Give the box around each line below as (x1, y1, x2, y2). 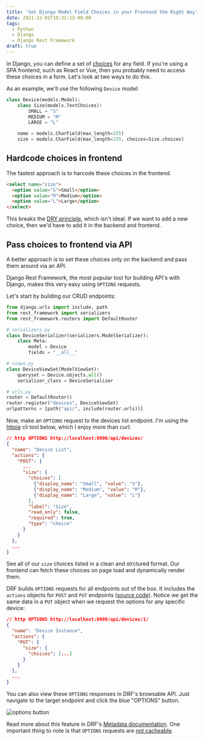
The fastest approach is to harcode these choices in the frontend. (6, 169, 172, 176)
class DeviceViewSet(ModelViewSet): (6, 366, 100, 372)
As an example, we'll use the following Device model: (6, 85, 139, 92)
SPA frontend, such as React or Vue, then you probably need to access (6, 66, 185, 74)
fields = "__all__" (28, 350, 78, 356)
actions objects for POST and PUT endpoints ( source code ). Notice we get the (6, 592, 199, 599)
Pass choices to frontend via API (6, 240, 133, 250)
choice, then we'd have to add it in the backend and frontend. (6, 222, 161, 229)
